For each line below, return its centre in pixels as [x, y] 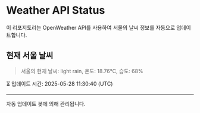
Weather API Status [56, 10]
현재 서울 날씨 [30, 56]
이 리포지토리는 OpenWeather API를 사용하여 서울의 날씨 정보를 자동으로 [91, 27]
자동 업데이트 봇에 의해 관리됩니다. [46, 103]
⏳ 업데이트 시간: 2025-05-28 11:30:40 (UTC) [60, 83]
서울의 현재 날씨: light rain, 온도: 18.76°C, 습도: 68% [82, 71]
